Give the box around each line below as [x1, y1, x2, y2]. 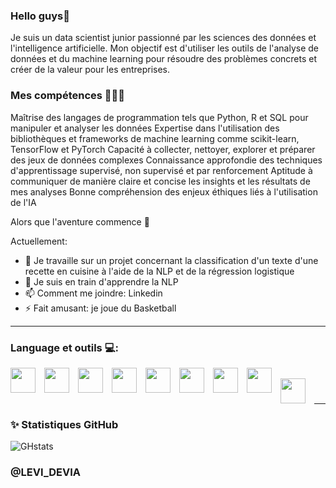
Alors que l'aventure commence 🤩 [10, 215, 150, 228]
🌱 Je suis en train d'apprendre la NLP [24, 275, 179, 288]
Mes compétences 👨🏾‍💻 [10, 89, 126, 103]
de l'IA [10, 196, 37, 208]
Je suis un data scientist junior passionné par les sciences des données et [10, 32, 317, 44]
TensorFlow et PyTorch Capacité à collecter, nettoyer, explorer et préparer [10, 143, 316, 155]
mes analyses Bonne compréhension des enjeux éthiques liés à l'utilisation [10, 185, 318, 198]
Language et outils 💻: [10, 340, 119, 354]
